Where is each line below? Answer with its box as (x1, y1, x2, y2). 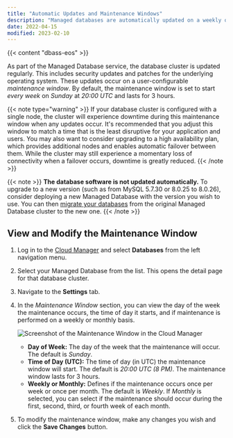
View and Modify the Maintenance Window (7, 227, 198, 239)
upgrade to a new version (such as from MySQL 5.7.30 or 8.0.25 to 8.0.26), (7, 185, 221, 193)
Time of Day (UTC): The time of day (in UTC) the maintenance (27, 357, 206, 366)
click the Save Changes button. (17, 423, 108, 431)
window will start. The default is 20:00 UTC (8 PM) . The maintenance (27, 365, 226, 373)
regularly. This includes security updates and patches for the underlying (7, 70, 214, 78)
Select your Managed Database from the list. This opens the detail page (17, 267, 223, 275)
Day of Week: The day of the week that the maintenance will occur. (27, 343, 221, 351)
